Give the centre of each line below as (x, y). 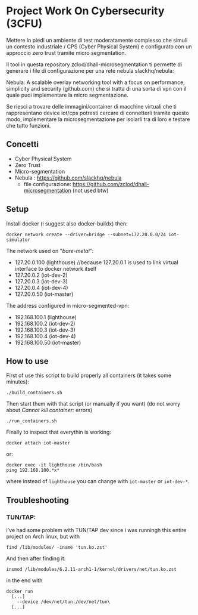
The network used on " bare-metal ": (50, 251)
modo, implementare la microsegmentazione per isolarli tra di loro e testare (98, 119)
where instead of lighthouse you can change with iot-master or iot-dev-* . (98, 481)
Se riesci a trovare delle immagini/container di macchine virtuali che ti (91, 106)
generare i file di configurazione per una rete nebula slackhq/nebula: (90, 70)
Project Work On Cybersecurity (85, 11)
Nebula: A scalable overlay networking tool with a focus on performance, (96, 82)
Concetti (23, 144)
